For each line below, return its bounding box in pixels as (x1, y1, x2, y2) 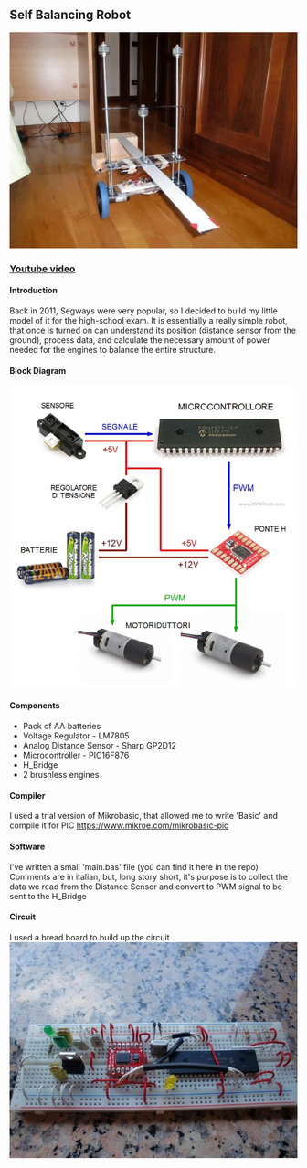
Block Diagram (9, 365, 67, 376)
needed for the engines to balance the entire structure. (9, 344, 217, 355)
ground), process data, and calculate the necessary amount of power (9, 334, 271, 345)
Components (9, 700, 60, 711)
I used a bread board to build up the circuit (9, 931, 170, 942)
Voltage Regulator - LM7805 (22, 730, 130, 741)
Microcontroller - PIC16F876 (22, 749, 130, 761)
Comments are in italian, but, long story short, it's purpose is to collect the (9, 871, 288, 882)
